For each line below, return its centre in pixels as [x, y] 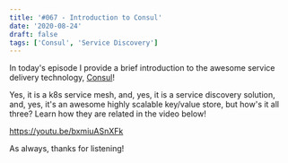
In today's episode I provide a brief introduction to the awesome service [142, 68]
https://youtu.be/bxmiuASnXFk [66, 132]
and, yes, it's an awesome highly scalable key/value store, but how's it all [144, 105]
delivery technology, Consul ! [62, 78]
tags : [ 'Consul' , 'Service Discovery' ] [84, 43]
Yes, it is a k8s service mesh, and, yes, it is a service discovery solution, [142, 95]
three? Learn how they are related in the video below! [108, 114]
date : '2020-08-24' [46, 26]
